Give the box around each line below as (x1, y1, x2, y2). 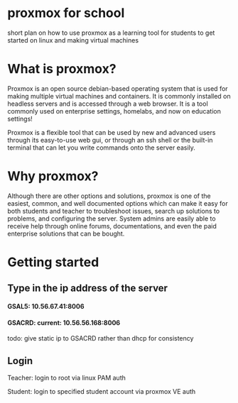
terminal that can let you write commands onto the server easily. (7, 143, 195, 152)
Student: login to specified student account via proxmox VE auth (7, 387, 196, 395)
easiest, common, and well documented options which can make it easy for (7, 199, 229, 207)
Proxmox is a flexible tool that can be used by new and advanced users (7, 128, 216, 136)
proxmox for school (7, 5, 125, 21)
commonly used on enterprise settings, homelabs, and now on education (7, 106, 222, 115)
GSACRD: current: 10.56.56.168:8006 (7, 318, 121, 327)
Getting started (7, 254, 99, 270)
